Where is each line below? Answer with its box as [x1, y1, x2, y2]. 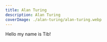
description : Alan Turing [5, 12, 60, 17]
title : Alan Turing [5, 7, 47, 13]
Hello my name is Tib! [5, 31, 51, 37]
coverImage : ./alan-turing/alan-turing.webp [5, 17, 102, 22]
